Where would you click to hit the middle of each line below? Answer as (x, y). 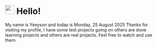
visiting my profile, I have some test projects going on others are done (76, 30)
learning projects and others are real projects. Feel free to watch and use (79, 35)
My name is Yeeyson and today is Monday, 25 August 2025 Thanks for (77, 25)
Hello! (29, 11)
